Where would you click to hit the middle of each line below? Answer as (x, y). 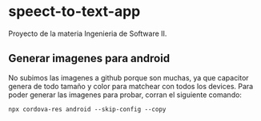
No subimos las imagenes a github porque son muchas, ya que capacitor (129, 77)
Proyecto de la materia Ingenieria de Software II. (88, 33)
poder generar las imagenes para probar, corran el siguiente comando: (125, 95)
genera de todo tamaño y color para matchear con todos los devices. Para (131, 86)
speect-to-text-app (74, 12)
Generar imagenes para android (89, 59)
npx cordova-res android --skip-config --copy (87, 109)
